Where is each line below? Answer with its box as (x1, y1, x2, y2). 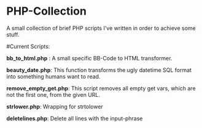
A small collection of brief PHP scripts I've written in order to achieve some (6, 24, 196, 32)
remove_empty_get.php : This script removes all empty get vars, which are (6, 84, 196, 92)
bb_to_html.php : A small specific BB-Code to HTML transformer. (6, 54, 173, 62)
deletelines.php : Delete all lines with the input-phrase (6, 115, 143, 122)
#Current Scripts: (6, 43, 50, 50)
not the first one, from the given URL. (6, 91, 100, 98)
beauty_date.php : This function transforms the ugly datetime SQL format (6, 66, 192, 74)
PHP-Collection (6, 4, 87, 18)
